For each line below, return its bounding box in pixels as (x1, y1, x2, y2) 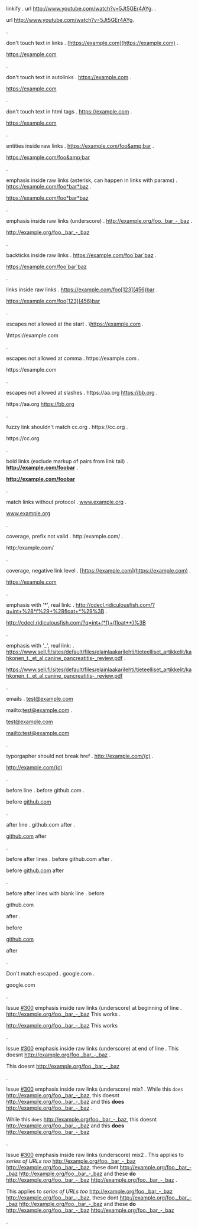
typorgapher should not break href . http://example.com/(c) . (6, 753, 154, 759)
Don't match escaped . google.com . (6, 970, 95, 977)
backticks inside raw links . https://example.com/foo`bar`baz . (6, 252, 157, 259)
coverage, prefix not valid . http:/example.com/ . (6, 533, 124, 539)
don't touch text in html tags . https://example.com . (6, 108, 132, 115)
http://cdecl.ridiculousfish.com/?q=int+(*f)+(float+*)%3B (6, 619, 146, 626)
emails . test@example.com (6, 695, 73, 702)
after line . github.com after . (6, 821, 76, 828)
